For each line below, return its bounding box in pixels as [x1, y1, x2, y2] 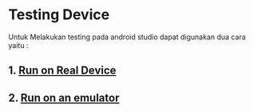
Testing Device [8, 6, 110, 24]
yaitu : [8, 40, 29, 50]
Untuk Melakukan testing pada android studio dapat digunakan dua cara [8, 32, 246, 42]
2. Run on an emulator [8, 90, 120, 105]
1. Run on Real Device [8, 64, 117, 78]
